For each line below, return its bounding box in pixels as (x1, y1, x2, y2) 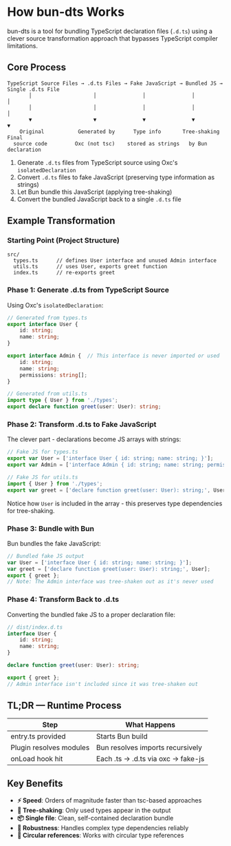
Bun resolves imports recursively (96, 743, 203, 752)
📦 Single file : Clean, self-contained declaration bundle (16, 814, 174, 823)
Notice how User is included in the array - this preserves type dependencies (7, 499, 223, 507)
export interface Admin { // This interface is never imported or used (7, 352, 220, 359)
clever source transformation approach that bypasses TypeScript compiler (7, 34, 219, 42)
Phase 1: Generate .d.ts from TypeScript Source (7, 285, 170, 295)
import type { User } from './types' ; (7, 397, 118, 404)
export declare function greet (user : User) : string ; (7, 403, 162, 410)
